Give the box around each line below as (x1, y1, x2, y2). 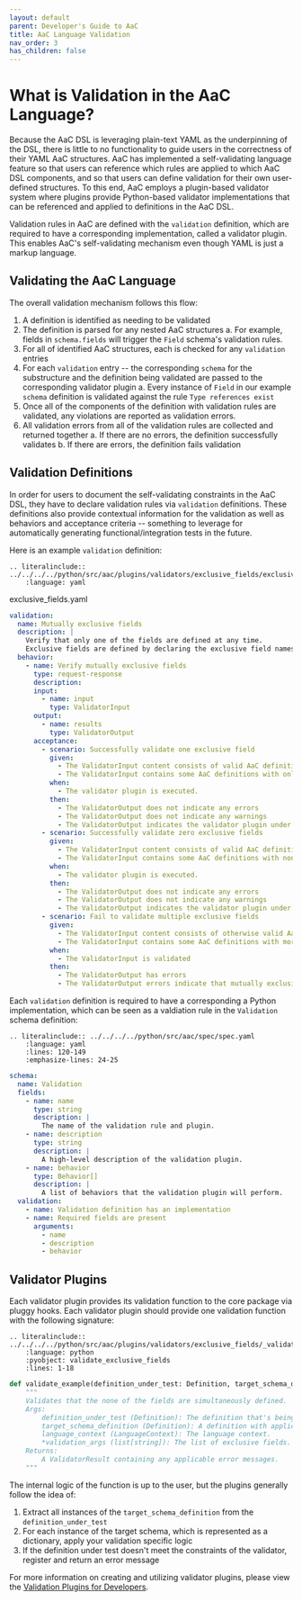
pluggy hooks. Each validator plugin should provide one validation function (9, 1306, 286, 1317)
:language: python (25, 1348, 94, 1357)
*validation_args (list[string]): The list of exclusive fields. (41, 1438, 292, 1447)
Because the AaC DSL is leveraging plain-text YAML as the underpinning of (9, 134, 288, 145)
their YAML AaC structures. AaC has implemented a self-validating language (9, 154, 292, 165)
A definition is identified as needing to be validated (22, 314, 211, 325)
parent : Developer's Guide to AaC (9, 22, 139, 31)
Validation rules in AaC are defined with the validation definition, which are (9, 219, 289, 229)
